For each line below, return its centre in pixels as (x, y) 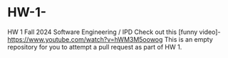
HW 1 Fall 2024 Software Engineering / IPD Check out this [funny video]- (114, 32)
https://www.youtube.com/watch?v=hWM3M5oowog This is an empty (110, 39)
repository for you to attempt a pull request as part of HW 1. (95, 47)
